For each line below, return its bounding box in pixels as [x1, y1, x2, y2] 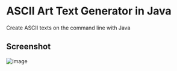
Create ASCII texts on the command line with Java [6, 24, 131, 31]
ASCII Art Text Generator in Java [6, 4, 172, 18]
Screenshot [6, 42, 51, 52]
